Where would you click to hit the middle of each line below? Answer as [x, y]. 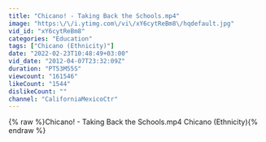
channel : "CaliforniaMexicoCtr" [63, 99]
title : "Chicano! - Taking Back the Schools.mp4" [94, 16]
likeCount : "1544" [39, 84]
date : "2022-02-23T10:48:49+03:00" [69, 54]
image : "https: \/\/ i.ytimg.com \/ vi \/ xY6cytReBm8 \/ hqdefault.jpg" [121, 24]
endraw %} [27, 131]
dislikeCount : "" [38, 91]
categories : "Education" [50, 39]
